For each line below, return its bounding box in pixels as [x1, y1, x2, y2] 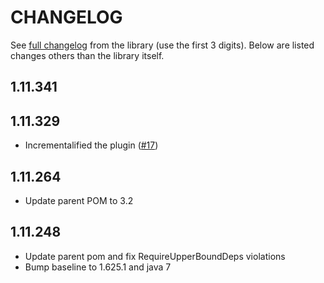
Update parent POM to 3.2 [24, 194, 134, 206]
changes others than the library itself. [10, 49, 165, 61]
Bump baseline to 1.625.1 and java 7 [24, 261, 172, 273]
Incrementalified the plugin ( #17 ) [24, 139, 159, 151]
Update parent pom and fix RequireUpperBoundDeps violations [24, 250, 286, 262]
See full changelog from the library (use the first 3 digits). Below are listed [10, 39, 315, 51]
